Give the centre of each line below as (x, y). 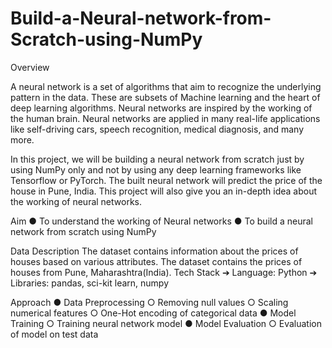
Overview (30, 67)
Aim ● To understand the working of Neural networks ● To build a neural (161, 221)
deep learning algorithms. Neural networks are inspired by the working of (161, 108)
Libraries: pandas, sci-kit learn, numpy (90, 283)
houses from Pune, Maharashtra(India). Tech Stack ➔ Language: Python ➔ (164, 272)
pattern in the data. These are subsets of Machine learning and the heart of (165, 97)
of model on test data (54, 334)
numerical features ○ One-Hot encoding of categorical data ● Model (153, 313)
